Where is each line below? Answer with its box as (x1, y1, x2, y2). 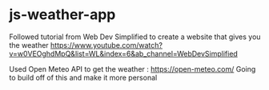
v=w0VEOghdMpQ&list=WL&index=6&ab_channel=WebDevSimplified (9, 49, 239, 58)
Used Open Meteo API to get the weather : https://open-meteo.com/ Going (9, 64, 256, 73)
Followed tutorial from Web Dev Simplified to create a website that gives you (9, 32, 261, 41)
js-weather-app (9, 6, 116, 24)
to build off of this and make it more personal (9, 72, 158, 82)
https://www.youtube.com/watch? (50, 40, 163, 49)
